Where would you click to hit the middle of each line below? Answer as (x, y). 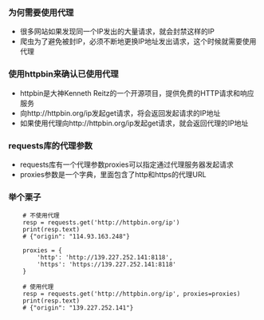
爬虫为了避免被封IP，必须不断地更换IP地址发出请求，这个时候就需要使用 (138, 41)
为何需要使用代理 (41, 12)
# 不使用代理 (41, 216)
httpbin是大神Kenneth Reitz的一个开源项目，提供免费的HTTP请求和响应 (137, 93)
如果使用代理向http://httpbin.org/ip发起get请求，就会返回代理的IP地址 (134, 123)
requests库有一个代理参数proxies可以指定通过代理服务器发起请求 (126, 164)
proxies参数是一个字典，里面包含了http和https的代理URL (113, 174)
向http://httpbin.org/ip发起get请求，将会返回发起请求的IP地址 (120, 113)
